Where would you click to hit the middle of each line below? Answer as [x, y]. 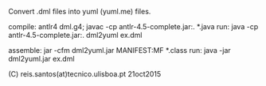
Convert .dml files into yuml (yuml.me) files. [80, 11]
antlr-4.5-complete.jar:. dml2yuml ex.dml [75, 35]
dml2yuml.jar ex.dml [41, 59]
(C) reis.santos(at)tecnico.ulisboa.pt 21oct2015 [85, 74]
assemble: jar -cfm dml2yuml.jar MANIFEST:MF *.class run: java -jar [119, 50]
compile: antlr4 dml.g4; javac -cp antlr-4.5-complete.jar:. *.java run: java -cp [133, 26]
